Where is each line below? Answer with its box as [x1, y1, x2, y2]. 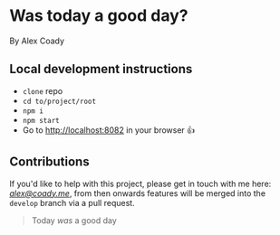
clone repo [22, 85, 63, 96]
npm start [22, 116, 61, 125]
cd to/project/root [22, 97, 97, 106]
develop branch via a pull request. [9, 197, 135, 208]
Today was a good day [31, 214, 118, 226]
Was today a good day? [9, 5, 188, 26]
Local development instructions [9, 61, 193, 77]
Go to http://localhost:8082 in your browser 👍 [22, 124, 196, 136]
